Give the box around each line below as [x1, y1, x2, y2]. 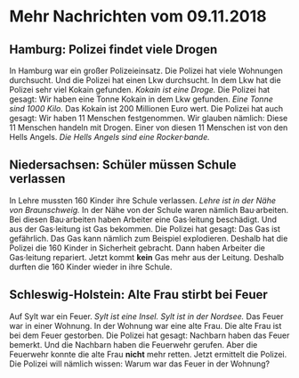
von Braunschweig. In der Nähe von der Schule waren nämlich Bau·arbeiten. [9, 204, 289, 215]
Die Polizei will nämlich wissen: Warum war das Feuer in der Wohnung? [9, 358, 271, 369]
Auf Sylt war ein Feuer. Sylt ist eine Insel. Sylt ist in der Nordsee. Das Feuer [9, 310, 284, 322]
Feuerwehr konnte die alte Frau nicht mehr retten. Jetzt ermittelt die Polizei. [9, 349, 287, 359]
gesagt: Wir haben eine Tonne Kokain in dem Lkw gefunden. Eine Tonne [9, 94, 273, 104]
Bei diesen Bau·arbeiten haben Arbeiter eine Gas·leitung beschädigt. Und [9, 214, 278, 225]
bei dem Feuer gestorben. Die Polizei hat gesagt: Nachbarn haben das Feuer [9, 330, 290, 341]
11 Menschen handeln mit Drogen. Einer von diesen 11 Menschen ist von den [9, 122, 288, 133]
